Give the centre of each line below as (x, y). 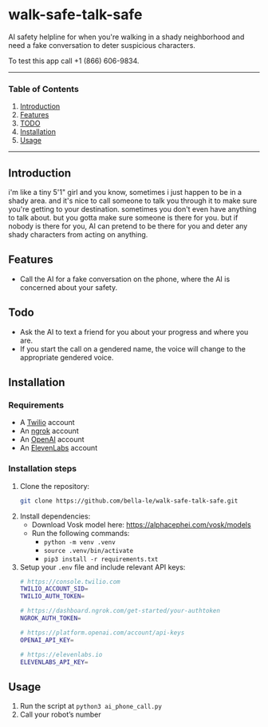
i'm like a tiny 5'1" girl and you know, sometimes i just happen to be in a (125, 193)
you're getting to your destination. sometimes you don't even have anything (132, 209)
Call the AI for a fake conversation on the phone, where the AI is (125, 279)
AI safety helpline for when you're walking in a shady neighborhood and (126, 37)
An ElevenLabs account (59, 448)
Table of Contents (44, 89)
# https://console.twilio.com (70, 582)
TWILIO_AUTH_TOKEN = (52, 597)
